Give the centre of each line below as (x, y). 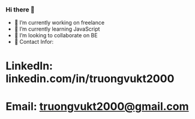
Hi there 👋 (20, 10)
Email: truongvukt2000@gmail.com (97, 106)
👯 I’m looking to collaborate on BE (56, 35)
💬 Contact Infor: (34, 42)
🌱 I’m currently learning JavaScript (57, 29)
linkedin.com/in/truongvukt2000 (90, 79)
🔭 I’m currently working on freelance (59, 23)
